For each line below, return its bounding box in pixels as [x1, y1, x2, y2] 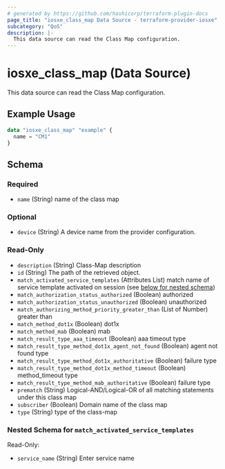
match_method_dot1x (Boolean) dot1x [17, 319, 119, 328]
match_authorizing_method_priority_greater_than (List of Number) [17, 305, 208, 313]
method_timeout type [17, 371, 78, 379]
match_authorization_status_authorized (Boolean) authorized [17, 290, 193, 298]
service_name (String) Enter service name [17, 454, 135, 463]
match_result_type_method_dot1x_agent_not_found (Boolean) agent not [17, 341, 218, 350]
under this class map [17, 393, 77, 401]
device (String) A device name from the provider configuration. [17, 228, 196, 236]
